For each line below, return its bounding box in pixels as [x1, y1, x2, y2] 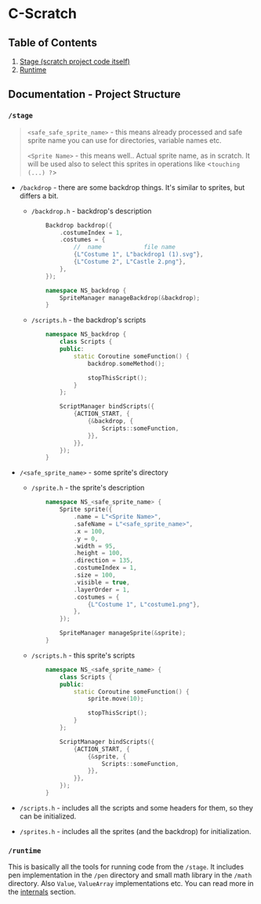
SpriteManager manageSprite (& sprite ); [59, 629, 187, 637]
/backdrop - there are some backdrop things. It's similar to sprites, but [19, 182, 245, 192]
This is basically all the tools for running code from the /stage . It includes [8, 862, 245, 872]
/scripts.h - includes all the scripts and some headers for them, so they [19, 803, 253, 812]
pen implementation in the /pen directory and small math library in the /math [8, 870, 252, 880]
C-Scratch [8, 5, 77, 23]
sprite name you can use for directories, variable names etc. [27, 135, 222, 145]
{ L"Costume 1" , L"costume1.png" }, [87, 600, 201, 608]
